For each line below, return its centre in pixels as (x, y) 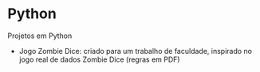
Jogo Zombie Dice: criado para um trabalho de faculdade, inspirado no (136, 51)
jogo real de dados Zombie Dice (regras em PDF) (99, 59)
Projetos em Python (40, 36)
